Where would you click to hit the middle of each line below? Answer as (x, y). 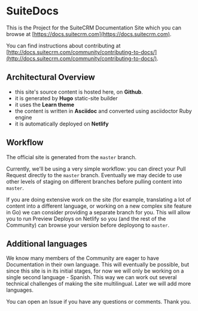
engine (23, 117)
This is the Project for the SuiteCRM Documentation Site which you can (94, 28)
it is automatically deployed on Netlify (62, 124)
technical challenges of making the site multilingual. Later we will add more (99, 284)
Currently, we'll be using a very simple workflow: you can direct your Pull (96, 169)
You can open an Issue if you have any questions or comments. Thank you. (99, 302)
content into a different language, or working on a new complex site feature (99, 206)
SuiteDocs (32, 11)
